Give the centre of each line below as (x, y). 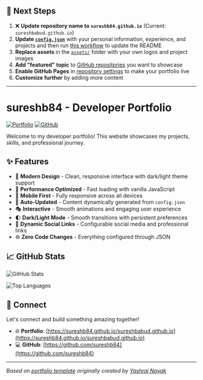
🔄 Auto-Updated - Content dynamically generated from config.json (100, 202)
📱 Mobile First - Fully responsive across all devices (79, 195)
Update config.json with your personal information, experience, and (100, 39)
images (24, 58)
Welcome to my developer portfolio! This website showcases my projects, (98, 136)
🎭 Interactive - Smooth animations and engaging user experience (98, 209)
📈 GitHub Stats (36, 256)
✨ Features (27, 162)
